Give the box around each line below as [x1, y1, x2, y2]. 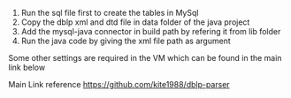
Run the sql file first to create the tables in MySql [20, 8, 199, 18]
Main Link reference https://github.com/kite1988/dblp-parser [8, 79, 231, 89]
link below [8, 62, 46, 72]
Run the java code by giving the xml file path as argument [20, 35, 231, 46]
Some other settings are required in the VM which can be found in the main [8, 53, 282, 63]
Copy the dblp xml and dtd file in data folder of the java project [20, 17, 250, 27]
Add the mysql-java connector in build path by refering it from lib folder [20, 26, 281, 36]
